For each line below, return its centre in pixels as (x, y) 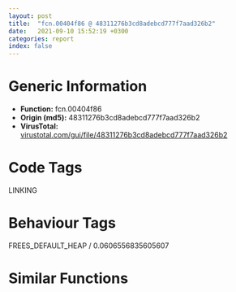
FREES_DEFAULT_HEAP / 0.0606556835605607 (89, 246)
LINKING (23, 190)
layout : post (30, 16)
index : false (30, 46)
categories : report (41, 39)
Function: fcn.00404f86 (61, 109)
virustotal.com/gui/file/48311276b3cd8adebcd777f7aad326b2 (124, 135)
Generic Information (78, 87)
